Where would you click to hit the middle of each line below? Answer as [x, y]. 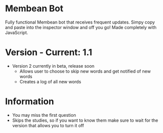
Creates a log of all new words [50, 81]
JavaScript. [17, 32]
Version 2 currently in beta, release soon [53, 66]
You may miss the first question [44, 115]
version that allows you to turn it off [48, 125]
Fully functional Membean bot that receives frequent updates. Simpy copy [80, 22]
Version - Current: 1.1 [49, 53]
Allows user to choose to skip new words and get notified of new [85, 71]
